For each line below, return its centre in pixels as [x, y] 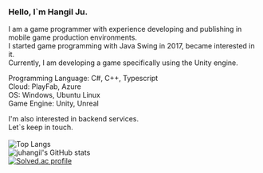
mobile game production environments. [73, 37]
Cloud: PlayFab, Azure [45, 86]
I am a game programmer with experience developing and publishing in [125, 29]
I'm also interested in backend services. [74, 119]
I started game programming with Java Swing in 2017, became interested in [131, 46]
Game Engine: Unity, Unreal [54, 104]
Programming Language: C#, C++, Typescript [83, 79]
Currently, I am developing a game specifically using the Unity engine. [124, 63]
